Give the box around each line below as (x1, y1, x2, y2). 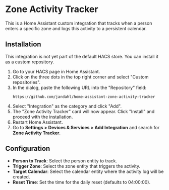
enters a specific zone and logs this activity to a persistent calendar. (5, 25, 147, 31)
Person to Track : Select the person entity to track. (12, 157, 118, 164)
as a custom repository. (5, 59, 54, 65)
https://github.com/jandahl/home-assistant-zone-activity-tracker (12, 94, 155, 99)
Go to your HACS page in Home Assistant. (12, 68, 100, 74)
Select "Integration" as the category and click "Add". (12, 103, 122, 109)
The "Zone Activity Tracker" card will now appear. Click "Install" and (12, 108, 155, 114)
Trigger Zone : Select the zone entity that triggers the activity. (12, 163, 141, 169)
